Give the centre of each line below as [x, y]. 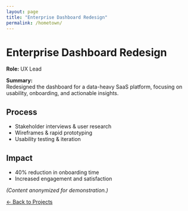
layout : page [22, 12]
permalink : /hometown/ [34, 23]
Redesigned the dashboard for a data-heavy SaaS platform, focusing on [94, 87]
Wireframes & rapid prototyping [54, 133]
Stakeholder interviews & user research [63, 127]
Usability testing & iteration [48, 139]
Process [22, 112]
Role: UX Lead [24, 69]
